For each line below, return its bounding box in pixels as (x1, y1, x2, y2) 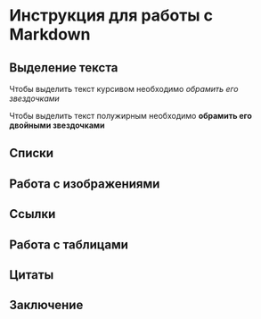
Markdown (9, 24, 91, 45)
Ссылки (9, 206, 56, 222)
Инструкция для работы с (9, 5, 214, 26)
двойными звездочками (9, 120, 105, 130)
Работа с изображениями (9, 176, 160, 191)
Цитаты (9, 267, 54, 282)
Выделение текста (9, 60, 118, 75)
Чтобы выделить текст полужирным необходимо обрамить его (9, 111, 252, 121)
